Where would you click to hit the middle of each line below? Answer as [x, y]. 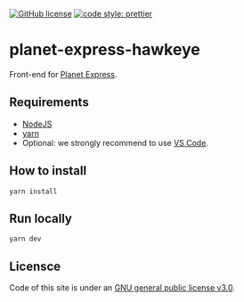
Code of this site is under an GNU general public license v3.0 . [122, 288]
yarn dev [25, 239]
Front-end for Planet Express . [63, 74]
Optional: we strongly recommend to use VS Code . [115, 143]
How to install [48, 171]
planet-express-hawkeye [105, 50]
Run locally [41, 218]
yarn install [33, 192]
